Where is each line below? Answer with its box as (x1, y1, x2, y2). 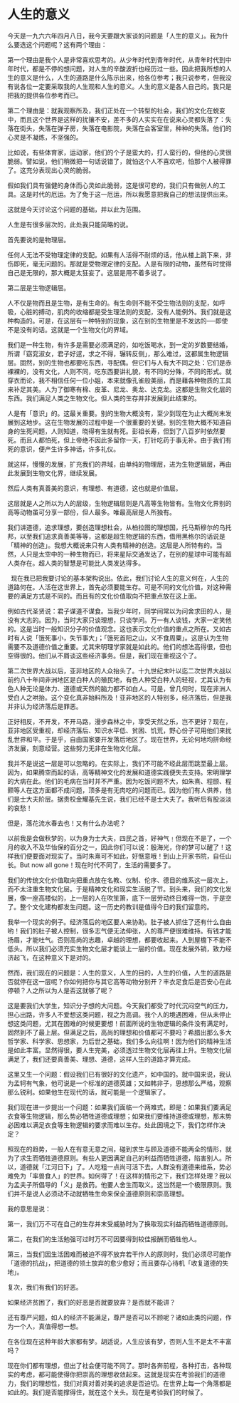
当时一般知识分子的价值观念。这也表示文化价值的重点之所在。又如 (31, 624, 225, 633)
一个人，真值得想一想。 (13, 1322, 83, 1330)
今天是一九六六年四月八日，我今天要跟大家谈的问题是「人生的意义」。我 (7, 31, 216, 40)
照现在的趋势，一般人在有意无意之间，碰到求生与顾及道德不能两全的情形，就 (7, 1144, 232, 1153)
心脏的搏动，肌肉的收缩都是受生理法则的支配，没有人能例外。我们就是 (19, 307, 225, 316)
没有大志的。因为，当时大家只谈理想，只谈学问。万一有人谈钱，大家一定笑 (7, 616, 225, 624)
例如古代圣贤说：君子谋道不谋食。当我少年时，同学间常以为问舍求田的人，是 (7, 606, 232, 615)
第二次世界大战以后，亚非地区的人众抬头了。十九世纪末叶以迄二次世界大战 (7, 666, 225, 675)
